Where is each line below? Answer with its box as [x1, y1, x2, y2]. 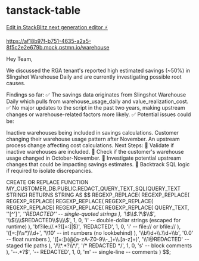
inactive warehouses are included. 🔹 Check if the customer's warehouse [6, 148, 184, 155]
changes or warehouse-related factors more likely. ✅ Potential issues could [6, 111, 191, 118]
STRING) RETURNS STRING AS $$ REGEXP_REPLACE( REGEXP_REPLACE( [6, 191, 189, 198]
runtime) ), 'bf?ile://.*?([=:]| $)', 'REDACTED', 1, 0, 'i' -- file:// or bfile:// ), [6, 223, 181, 230]
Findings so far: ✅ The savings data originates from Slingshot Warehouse [6, 91, 186, 98]
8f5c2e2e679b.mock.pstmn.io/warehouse [6, 44, 110, 51]
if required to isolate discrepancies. [6, 167, 93, 174]
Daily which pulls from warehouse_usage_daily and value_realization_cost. [6, 98, 189, 105]
